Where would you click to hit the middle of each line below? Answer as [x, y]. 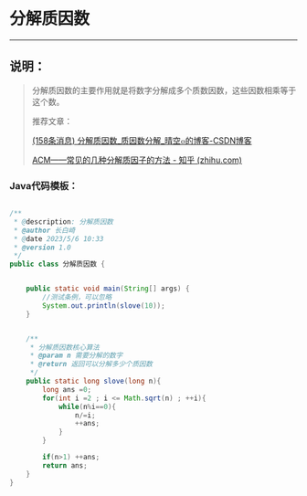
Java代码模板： [44, 185]
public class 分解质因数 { [57, 264]
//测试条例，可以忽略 [77, 298]
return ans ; [65, 465]
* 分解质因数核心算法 [65, 347]
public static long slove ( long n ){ [94, 381]
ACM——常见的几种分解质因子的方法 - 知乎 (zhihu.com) [137, 160]
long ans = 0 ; [67, 389]
